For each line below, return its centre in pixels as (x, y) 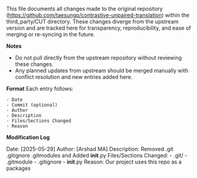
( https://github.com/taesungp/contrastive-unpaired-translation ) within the (98, 15)
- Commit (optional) (32, 105)
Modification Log (28, 137)
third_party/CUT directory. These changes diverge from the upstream (92, 21)
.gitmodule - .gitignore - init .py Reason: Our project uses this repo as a (94, 162)
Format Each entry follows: (40, 89)
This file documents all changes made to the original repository (85, 9)
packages (19, 168)
